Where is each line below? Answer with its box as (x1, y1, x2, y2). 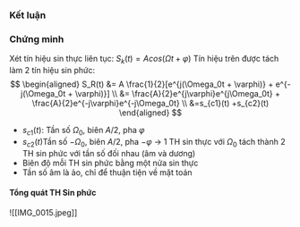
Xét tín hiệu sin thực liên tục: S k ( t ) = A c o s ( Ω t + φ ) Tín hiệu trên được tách (9, 54, 279, 66)
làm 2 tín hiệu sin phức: (9, 65, 96, 76)
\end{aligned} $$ (118, 107, 183, 118)
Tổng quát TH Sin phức (9, 188, 97, 198)
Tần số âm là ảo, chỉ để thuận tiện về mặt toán (21, 166, 193, 178)
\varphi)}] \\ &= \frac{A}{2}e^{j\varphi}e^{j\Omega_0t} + (74, 88, 280, 99)
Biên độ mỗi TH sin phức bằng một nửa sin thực (21, 157, 199, 168)
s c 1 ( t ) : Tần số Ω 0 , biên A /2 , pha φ (21, 125, 145, 138)
